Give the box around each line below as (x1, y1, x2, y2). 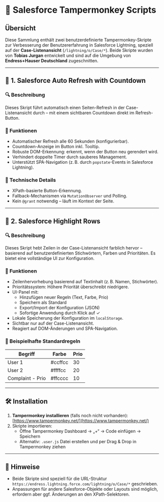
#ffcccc (50, 375, 68, 381)
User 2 (7, 367, 23, 374)
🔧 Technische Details (5, 176, 56, 183)
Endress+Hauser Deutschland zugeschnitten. (5, 58, 99, 63)
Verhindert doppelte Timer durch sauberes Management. (12, 154, 127, 160)
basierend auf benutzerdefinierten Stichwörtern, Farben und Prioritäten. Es (5, 250, 156, 256)
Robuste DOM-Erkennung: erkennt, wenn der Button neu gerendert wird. (12, 149, 159, 154)
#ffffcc (50, 367, 66, 374)
